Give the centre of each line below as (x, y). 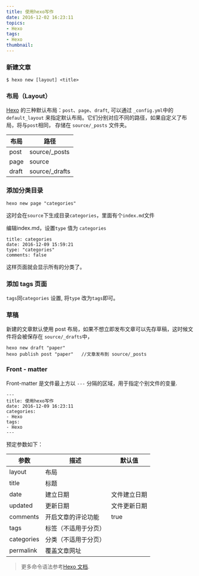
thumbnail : (20, 46)
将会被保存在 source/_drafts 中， (52, 336)
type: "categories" (31, 250)
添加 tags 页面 (27, 284)
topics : (16, 23)
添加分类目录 (25, 190)
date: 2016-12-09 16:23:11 (40, 406)
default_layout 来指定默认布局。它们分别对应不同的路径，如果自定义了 (94, 118)
